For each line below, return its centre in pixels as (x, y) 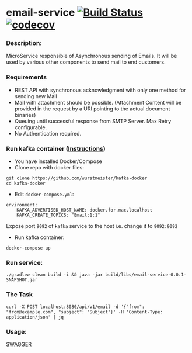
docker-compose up (28, 248)
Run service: (24, 263)
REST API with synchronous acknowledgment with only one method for (100, 90)
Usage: (17, 331)
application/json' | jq (35, 317)
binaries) (25, 115)
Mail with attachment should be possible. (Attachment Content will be (98, 102)
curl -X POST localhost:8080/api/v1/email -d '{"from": (75, 307)
